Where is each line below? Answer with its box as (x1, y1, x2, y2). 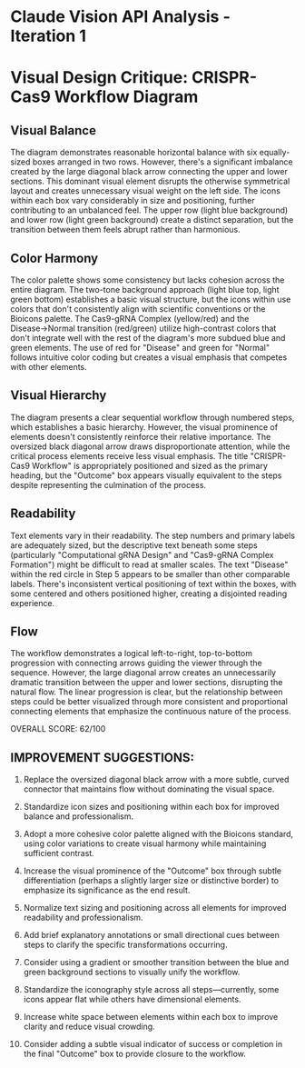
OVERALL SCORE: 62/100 (10, 724, 106, 734)
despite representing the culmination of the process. (10, 479, 207, 490)
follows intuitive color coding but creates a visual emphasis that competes (10, 352, 288, 363)
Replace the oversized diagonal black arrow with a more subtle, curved (23, 774, 290, 785)
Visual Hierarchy (10, 388, 107, 404)
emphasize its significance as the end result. (23, 884, 191, 896)
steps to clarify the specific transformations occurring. (23, 939, 228, 951)
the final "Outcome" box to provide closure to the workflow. (23, 1048, 246, 1060)
